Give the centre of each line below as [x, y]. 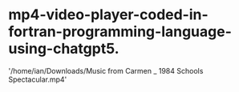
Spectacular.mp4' [38, 79]
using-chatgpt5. [64, 49]
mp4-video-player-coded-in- [108, 15]
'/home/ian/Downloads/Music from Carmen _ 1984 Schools [106, 70]
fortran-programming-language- [120, 32]
